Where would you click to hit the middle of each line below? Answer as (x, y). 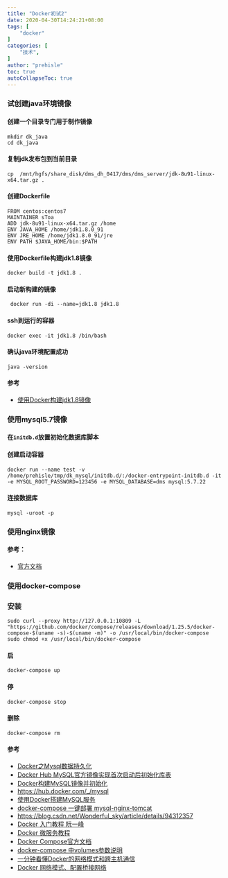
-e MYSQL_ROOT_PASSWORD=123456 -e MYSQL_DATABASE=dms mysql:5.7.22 (107, 482)
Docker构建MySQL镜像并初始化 (62, 783)
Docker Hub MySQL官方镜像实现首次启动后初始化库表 (94, 775)
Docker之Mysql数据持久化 (54, 766)
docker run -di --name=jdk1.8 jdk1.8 (64, 304)
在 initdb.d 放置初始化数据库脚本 (53, 437)
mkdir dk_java (28, 137)
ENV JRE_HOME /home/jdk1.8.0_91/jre (60, 235)
